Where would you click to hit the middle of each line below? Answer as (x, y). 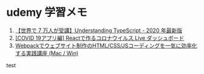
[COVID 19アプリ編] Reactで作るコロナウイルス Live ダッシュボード (100, 38)
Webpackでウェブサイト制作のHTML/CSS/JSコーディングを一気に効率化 (106, 45)
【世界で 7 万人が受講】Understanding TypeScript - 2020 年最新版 (99, 30)
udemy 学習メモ (47, 12)
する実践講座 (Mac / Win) (47, 53)
